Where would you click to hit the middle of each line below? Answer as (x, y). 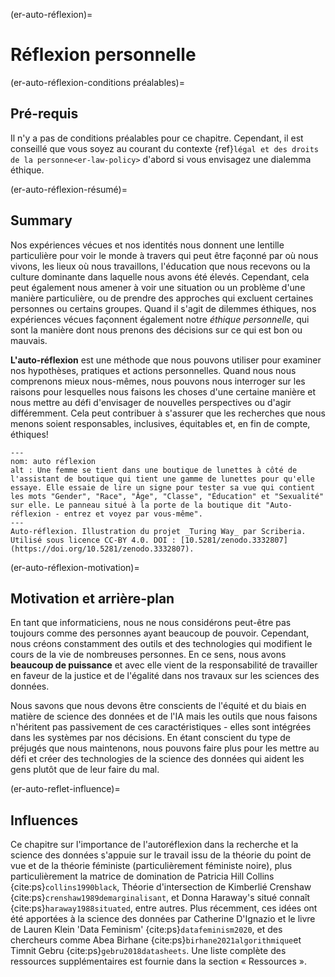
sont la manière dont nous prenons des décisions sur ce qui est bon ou (156, 330)
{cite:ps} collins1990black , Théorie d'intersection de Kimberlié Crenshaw (161, 887)
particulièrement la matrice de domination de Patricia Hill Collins (142, 876)
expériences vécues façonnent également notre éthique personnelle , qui (160, 319)
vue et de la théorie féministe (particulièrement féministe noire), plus (151, 866)
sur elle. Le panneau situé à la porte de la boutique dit (136, 505)
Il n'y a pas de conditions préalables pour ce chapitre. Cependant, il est (157, 138)
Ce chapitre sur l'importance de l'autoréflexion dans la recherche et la (154, 845)
